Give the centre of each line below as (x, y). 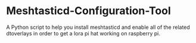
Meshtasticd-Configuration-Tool (88, 11)
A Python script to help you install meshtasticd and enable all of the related (98, 27)
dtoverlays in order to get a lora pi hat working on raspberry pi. (83, 33)
